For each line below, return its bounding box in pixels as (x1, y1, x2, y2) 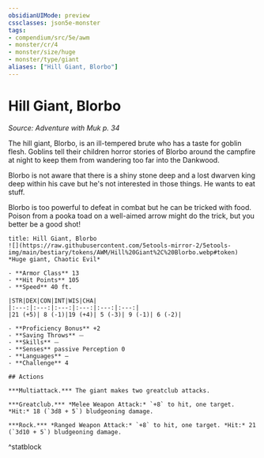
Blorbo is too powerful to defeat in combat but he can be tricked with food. (8, 202, 251, 212)
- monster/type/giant (8, 56, 80, 64)
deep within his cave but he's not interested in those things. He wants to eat (8, 178, 255, 188)
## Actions (8, 373, 44, 381)
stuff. (8, 187, 25, 197)
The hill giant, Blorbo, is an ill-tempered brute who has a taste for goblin (8, 138, 242, 148)
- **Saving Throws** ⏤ (8, 331, 85, 340)
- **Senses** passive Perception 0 (8, 345, 126, 353)
